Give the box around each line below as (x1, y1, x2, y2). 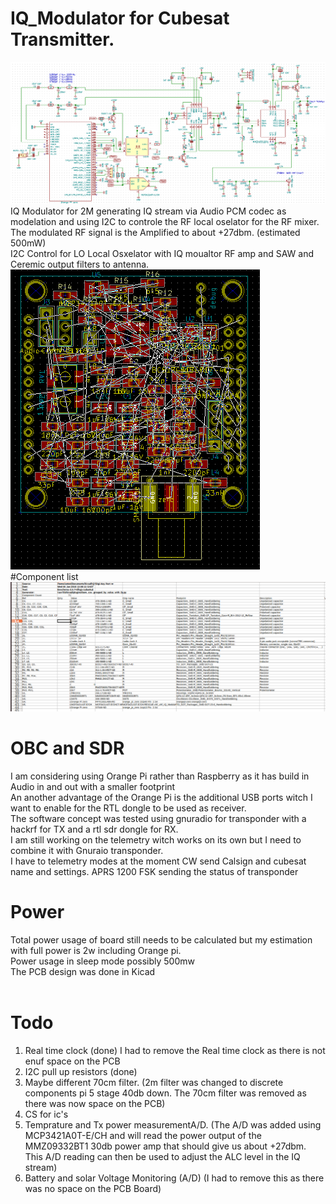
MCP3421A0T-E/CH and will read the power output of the (24, 1129, 262, 1141)
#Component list (10, 570, 79, 582)
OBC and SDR (10, 737, 125, 760)
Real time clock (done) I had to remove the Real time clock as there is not (24, 1044, 326, 1056)
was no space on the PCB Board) (24, 1182, 162, 1194)
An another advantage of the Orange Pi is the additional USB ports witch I (10, 791, 313, 803)
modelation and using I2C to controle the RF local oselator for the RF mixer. (10, 215, 320, 227)
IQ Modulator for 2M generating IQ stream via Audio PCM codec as (10, 205, 287, 217)
